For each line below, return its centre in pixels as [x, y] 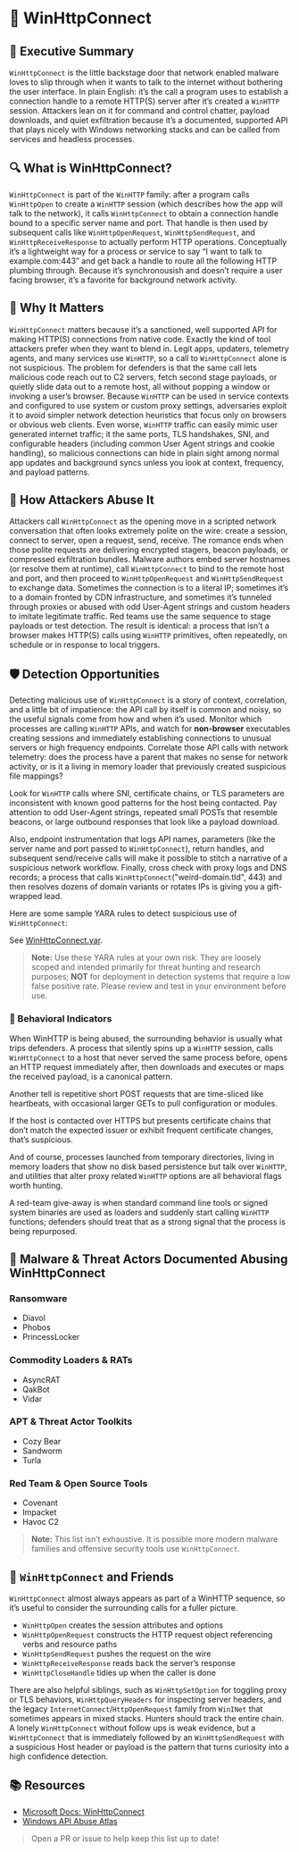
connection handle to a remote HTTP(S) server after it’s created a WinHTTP [145, 101]
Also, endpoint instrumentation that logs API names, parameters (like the [142, 839]
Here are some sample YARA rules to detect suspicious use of [123, 913]
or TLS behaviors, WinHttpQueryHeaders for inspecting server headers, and [145, 1699]
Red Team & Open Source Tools [79, 1483]
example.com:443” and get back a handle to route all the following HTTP [143, 261]
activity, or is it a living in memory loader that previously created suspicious [148, 767]
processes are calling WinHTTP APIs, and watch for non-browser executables [150, 728]
